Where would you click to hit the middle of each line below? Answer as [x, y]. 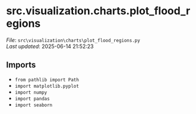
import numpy [31, 92]
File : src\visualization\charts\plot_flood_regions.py [73, 40]
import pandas [32, 99]
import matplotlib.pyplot [47, 86]
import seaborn [34, 105]
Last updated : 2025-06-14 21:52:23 [50, 46]
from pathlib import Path [47, 80]
